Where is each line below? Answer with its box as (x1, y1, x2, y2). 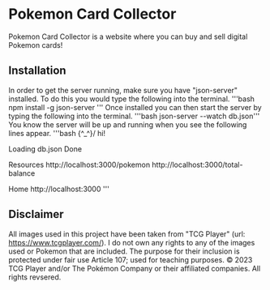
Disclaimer (8, 207, 64, 221)
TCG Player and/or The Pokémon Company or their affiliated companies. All (8, 263, 261, 273)
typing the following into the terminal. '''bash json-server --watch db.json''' (8, 111, 260, 121)
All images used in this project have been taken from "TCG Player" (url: (8, 228, 246, 239)
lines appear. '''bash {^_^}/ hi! (8, 128, 106, 138)
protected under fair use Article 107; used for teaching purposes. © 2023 (8, 254, 253, 264)
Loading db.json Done (8, 143, 83, 154)
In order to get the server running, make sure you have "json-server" (8, 85, 238, 95)
